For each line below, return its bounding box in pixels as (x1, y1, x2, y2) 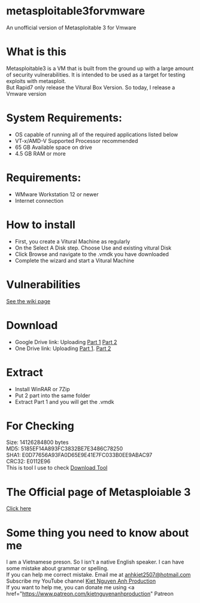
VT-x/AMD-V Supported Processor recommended (14, 137, 138, 144)
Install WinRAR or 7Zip (14, 385, 70, 392)
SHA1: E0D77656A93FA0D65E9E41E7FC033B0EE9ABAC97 (6, 452, 153, 459)
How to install (6, 218, 76, 232)
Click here (6, 505, 32, 512)
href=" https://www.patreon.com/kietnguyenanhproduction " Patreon (6, 590, 174, 598)
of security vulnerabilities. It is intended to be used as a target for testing (6, 71, 186, 78)
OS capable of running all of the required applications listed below (14, 130, 178, 138)
